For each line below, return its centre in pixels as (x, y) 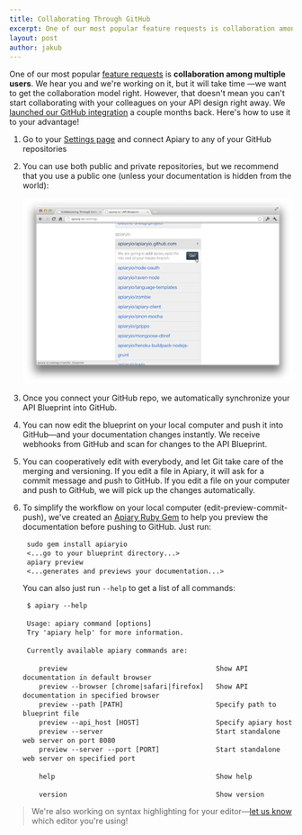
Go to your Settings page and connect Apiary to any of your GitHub (147, 139)
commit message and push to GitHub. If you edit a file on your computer (156, 480)
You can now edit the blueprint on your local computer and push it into (153, 425)
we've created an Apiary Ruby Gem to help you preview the (158, 517)
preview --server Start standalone (160, 732)
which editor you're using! (80, 821)
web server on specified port (79, 759)
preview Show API (144, 669)
